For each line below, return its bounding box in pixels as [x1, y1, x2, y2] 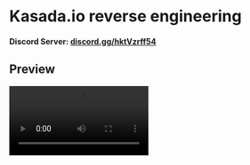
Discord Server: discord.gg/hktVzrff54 [9, 35, 157, 46]
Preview [9, 62, 56, 77]
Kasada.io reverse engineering [9, 6, 242, 27]
